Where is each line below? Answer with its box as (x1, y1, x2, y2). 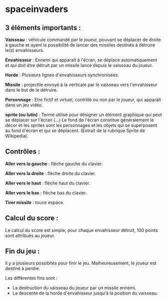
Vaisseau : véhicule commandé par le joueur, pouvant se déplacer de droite (5, 36, 161, 42)
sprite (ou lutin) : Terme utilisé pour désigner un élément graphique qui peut (5, 111, 162, 117)
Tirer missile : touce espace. (5, 199, 65, 205)
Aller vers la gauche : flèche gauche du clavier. (5, 160, 103, 166)
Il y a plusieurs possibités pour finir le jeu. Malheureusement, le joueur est (5, 260, 157, 266)
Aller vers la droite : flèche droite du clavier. (5, 170, 96, 176)
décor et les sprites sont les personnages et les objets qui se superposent (5, 122, 158, 128)
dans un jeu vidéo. (5, 102, 43, 108)
